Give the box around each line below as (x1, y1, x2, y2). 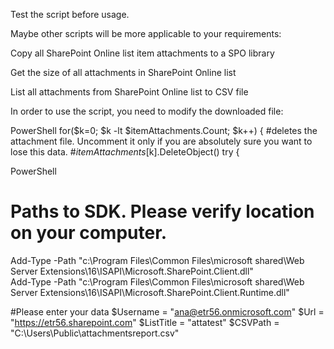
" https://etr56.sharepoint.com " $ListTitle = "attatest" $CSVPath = (10, 316, 280, 328)
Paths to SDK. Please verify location (10, 200, 315, 223)
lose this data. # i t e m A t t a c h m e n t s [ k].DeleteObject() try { (10, 146, 240, 158)
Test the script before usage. (10, 9, 130, 20)
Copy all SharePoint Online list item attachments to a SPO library (10, 47, 275, 59)
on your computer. (10, 222, 168, 244)
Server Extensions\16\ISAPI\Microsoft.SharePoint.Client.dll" (10, 265, 254, 277)
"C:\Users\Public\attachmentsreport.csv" (10, 327, 180, 339)
